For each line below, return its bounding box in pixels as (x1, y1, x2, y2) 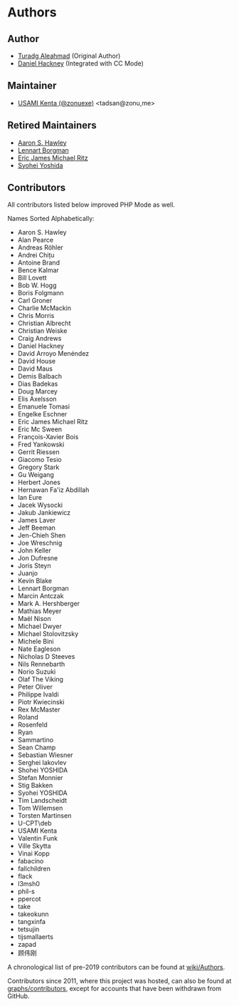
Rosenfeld (17, 721, 48, 729)
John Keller (17, 546, 51, 555)
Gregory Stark (17, 463, 60, 471)
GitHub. (7, 992, 30, 1000)
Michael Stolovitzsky (17, 630, 79, 638)
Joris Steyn (17, 561, 51, 570)
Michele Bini (17, 637, 54, 646)
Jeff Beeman (17, 523, 55, 532)
